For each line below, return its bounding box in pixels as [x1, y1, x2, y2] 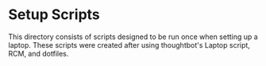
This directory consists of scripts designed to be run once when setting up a [8, 32, 258, 41]
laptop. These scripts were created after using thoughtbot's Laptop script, [8, 40, 250, 49]
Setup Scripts [8, 6, 101, 24]
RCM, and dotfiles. [8, 49, 69, 58]
